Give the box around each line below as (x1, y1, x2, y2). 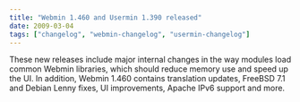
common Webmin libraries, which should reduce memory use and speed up (9, 64, 289, 74)
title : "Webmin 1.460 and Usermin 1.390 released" (9, 13, 202, 22)
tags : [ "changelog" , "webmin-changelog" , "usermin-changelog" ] (9, 30, 251, 38)
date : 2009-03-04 (9, 21, 74, 30)
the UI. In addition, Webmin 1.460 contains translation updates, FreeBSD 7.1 (9, 73, 286, 84)
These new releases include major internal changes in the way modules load (9, 55, 292, 65)
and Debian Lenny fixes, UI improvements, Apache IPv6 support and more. (9, 82, 285, 94)
